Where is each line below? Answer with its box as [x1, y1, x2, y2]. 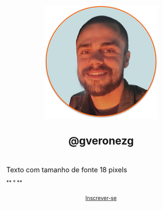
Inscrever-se [85, 194, 117, 202]
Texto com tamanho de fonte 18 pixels [6, 165, 128, 174]
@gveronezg [68, 134, 134, 148]
